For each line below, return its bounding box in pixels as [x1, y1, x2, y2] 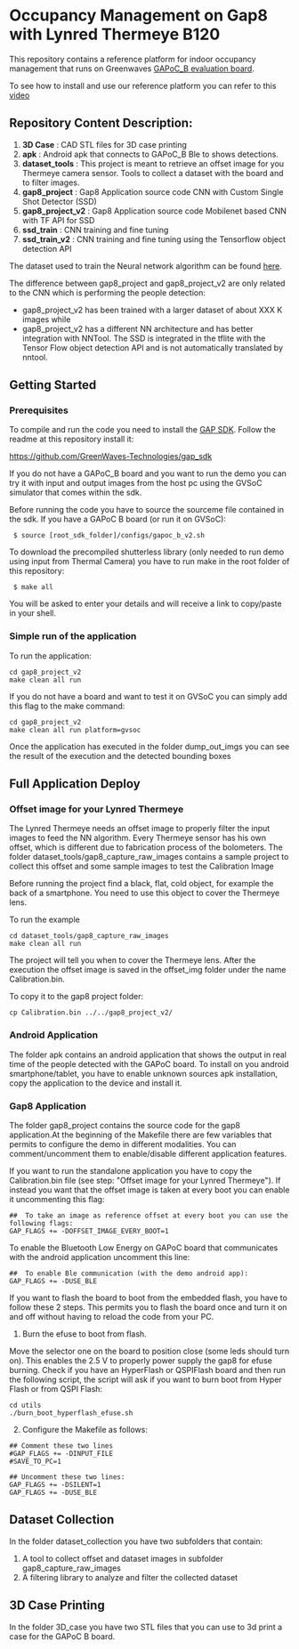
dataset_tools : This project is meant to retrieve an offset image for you [21, 158, 285, 169]
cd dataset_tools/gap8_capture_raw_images [9, 932, 169, 941]
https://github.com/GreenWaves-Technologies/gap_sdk [9, 451, 213, 462]
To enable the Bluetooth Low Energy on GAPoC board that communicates [9, 1242, 279, 1253]
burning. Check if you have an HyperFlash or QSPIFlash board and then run [9, 1365, 287, 1376]
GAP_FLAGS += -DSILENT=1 [9, 1481, 101, 1490]
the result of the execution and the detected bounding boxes [9, 750, 231, 761]
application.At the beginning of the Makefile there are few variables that [9, 1129, 272, 1140]
